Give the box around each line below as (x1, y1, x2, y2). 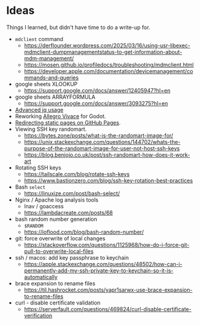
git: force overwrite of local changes (15, 234, 106, 242)
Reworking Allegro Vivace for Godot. (15, 113, 106, 120)
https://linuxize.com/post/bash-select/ (24, 189, 120, 197)
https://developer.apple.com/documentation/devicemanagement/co (24, 67, 193, 74)
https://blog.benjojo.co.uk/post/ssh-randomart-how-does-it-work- (24, 151, 190, 158)
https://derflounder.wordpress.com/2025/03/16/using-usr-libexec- (24, 42, 191, 49)
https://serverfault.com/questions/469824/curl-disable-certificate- (24, 305, 192, 312)
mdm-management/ (24, 54, 74, 62)
